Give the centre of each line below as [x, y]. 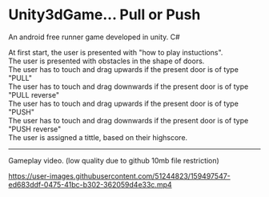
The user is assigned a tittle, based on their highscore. [98, 137]
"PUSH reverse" [35, 129]
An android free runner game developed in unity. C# [94, 37]
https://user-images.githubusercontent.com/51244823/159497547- [119, 176]
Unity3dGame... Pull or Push [104, 15]
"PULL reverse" [34, 94]
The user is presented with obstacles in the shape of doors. [106, 61]
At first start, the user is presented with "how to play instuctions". [116, 52]
